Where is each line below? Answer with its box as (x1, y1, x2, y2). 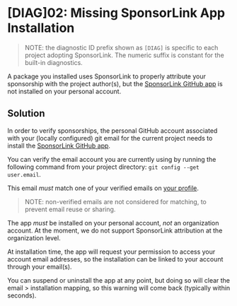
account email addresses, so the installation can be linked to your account (7, 254, 224, 263)
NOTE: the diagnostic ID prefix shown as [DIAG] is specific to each (24, 43, 219, 52)
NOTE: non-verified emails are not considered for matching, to (24, 197, 207, 206)
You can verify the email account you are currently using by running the (7, 155, 216, 163)
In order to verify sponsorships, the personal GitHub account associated (7, 126, 218, 135)
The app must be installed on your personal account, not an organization (7, 218, 219, 227)
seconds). (7, 291, 37, 300)
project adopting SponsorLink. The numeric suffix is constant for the (24, 51, 224, 59)
